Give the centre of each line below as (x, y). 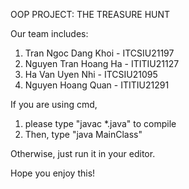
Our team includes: (49, 33)
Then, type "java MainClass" (83, 134)
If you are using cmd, (54, 104)
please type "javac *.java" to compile (100, 123)
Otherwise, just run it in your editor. (83, 153)
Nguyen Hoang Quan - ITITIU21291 (97, 85)
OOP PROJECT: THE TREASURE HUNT (90, 14)
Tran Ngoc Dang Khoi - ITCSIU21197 (99, 53)
